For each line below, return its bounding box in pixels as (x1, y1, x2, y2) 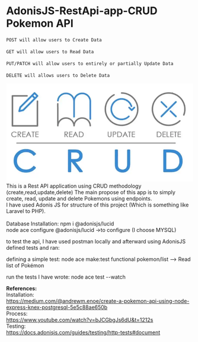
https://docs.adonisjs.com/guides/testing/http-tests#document (6, 329, 161, 336)
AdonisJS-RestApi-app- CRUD (6, 4, 158, 18)
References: (6, 285, 37, 292)
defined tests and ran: (6, 244, 60, 251)
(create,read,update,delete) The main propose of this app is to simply (6, 189, 176, 196)
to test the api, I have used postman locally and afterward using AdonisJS (6, 238, 186, 245)
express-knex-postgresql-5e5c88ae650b (6, 304, 108, 311)
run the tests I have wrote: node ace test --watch (6, 273, 126, 280)
